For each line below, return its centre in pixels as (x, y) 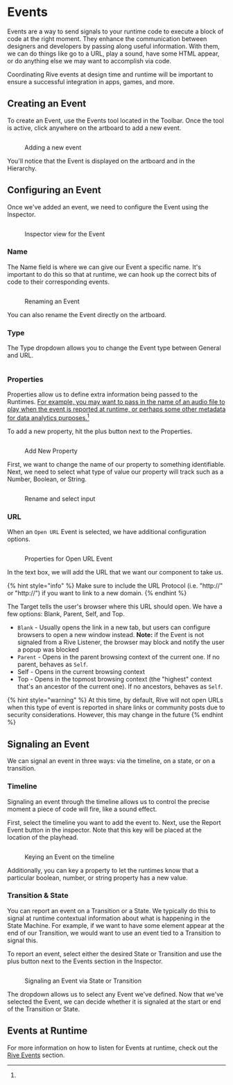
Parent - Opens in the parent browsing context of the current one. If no (118, 657)
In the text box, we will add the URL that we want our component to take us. (115, 572)
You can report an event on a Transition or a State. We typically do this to (112, 910)
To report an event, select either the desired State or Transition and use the (114, 954)
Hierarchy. (22, 168)
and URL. (20, 355)
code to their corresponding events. (58, 282)
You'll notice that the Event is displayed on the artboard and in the (101, 161)
